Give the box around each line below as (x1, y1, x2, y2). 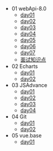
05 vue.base (11, 132, 42, 139)
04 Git (11, 113, 27, 120)
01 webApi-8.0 (11, 5, 47, 12)
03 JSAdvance (11, 82, 48, 88)
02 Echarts (11, 63, 38, 70)
